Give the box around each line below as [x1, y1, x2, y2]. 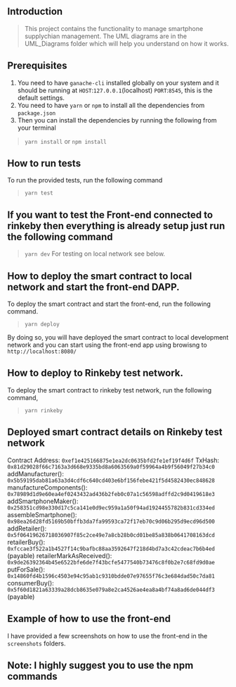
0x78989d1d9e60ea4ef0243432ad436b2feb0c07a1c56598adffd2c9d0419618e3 [7, 490, 216, 497]
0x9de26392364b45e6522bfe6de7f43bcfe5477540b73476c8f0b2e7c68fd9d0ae [7, 559, 216, 566]
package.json [17, 109, 56, 117]
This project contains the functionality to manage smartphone [24, 24, 204, 32]
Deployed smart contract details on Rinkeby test [7, 426, 223, 438]
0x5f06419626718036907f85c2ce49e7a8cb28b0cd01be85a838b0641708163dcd [7, 531, 216, 538]
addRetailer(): [7, 524, 47, 533]
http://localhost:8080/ [7, 348, 77, 355]
